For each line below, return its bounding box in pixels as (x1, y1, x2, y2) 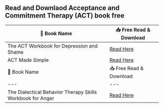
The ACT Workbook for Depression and (7, 43, 98, 49)
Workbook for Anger (7, 95, 55, 102)
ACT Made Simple (7, 56, 49, 63)
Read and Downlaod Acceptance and (5, 4, 120, 12)
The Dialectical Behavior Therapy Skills (7, 88, 97, 95)
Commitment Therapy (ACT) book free (5, 12, 124, 20)
